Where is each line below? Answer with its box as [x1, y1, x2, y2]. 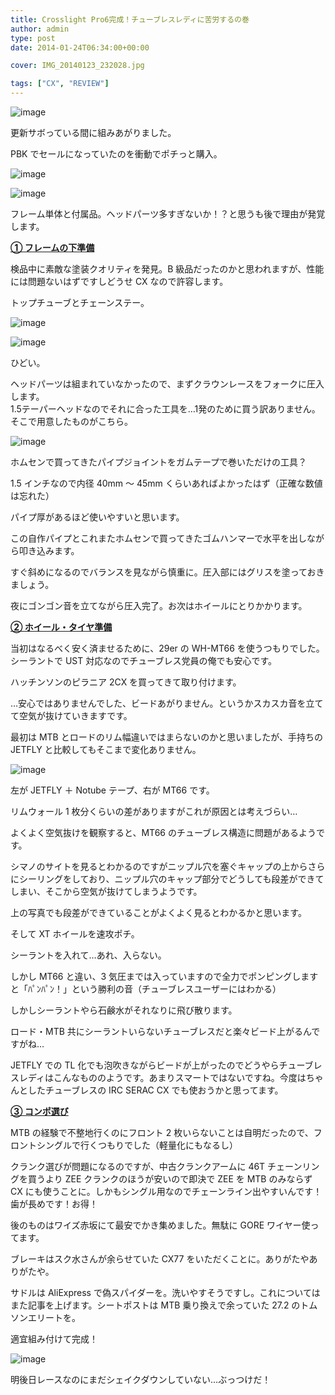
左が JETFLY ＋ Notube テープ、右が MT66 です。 [10, 784, 215, 796]
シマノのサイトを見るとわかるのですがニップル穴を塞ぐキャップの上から [10, 861, 308, 872]
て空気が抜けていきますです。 [10, 710, 133, 721]
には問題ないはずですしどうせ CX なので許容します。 [10, 276, 229, 287]
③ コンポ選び [10, 1106, 69, 1117]
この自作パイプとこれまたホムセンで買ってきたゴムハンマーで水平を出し [10, 532, 308, 544]
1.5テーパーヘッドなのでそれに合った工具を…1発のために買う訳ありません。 [10, 403, 321, 415]
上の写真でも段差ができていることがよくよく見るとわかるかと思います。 [10, 907, 307, 918]
